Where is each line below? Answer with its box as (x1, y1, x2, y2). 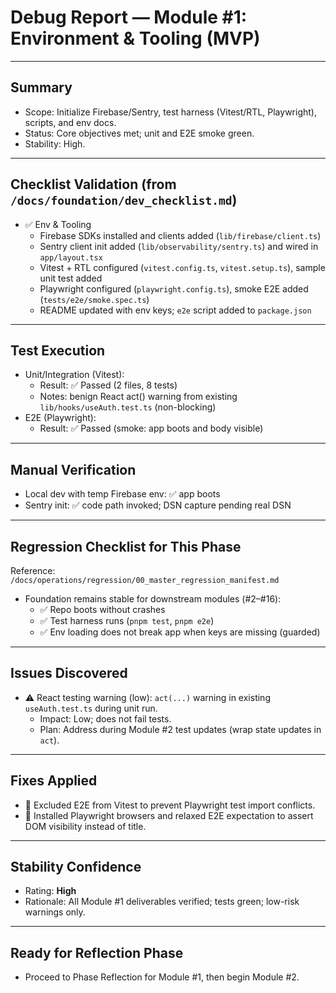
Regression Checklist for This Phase (10, 538, 242, 555)
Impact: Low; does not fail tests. (39, 712, 172, 725)
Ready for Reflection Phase (10, 944, 184, 961)
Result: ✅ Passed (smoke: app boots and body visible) (39, 422, 264, 435)
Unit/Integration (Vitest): (24, 369, 125, 381)
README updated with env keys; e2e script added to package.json (39, 304, 312, 316)
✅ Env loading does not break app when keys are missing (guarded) (39, 626, 321, 638)
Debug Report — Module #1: (10, 6, 248, 29)
